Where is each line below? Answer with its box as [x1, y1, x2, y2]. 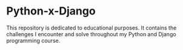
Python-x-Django [6, 4, 96, 18]
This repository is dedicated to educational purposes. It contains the [6, 24, 177, 31]
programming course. [6, 37, 61, 44]
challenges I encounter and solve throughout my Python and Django [6, 30, 177, 37]
